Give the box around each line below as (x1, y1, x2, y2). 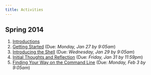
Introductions (12, 38, 40, 44)
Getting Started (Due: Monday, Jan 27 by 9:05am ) (12, 44, 116, 50)
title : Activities (5, 7, 43, 12)
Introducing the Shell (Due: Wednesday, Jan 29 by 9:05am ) (12, 49, 135, 55)
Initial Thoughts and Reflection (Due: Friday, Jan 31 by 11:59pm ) (12, 54, 143, 60)
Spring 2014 (5, 26, 44, 34)
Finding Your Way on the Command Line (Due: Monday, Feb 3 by (12, 60, 146, 66)
